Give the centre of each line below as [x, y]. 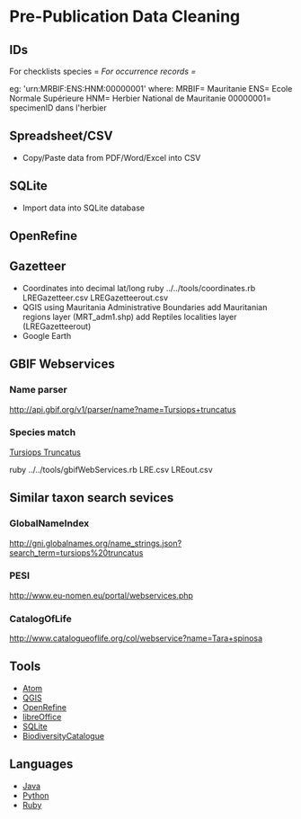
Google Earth [47, 335]
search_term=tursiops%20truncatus [76, 552]
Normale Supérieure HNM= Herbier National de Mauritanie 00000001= [141, 98]
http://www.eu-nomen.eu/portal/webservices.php [101, 595]
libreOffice [42, 717]
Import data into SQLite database [84, 208]
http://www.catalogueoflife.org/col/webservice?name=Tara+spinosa [136, 638]
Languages [41, 765]
